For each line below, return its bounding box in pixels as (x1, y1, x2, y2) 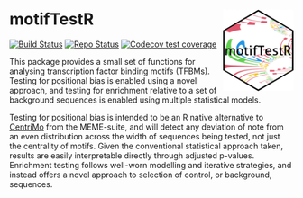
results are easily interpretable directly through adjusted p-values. (9, 149, 255, 161)
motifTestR (9, 9, 95, 30)
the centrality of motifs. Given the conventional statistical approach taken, (9, 140, 284, 151)
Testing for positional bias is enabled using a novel (9, 75, 197, 85)
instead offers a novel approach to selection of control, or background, (9, 169, 272, 180)
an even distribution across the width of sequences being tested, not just (9, 130, 281, 141)
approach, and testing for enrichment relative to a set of (9, 85, 217, 95)
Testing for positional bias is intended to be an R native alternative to (9, 112, 264, 122)
